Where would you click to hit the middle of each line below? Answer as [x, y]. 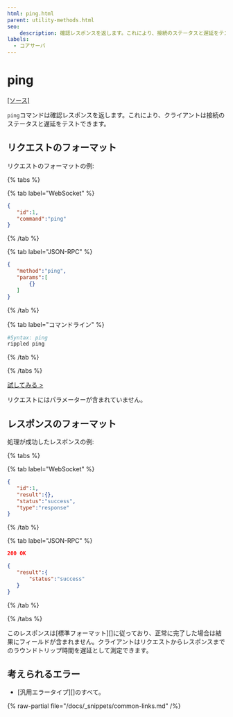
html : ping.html [31, 14]
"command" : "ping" [42, 219]
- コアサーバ [29, 46]
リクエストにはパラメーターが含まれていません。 [77, 400]
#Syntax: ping [28, 337]
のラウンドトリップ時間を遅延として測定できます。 [80, 650]
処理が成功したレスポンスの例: [51, 442]
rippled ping [26, 344]
